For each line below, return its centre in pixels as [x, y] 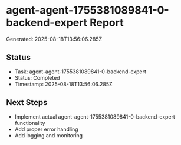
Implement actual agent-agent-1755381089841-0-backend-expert [95, 117]
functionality [30, 123]
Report [106, 23]
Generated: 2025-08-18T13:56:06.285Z [54, 39]
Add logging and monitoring [49, 135]
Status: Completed [37, 77]
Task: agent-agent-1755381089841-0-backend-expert [80, 72]
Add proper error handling [46, 129]
